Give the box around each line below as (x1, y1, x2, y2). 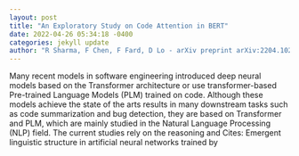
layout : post (9, 12, 58, 22)
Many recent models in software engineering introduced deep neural (9, 70, 262, 81)
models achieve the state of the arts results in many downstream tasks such (9, 99, 288, 110)
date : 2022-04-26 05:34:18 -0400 (9, 29, 133, 38)
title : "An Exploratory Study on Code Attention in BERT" (9, 21, 229, 30)
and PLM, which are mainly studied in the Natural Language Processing (9, 118, 271, 129)
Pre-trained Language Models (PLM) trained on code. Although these (9, 90, 264, 101)
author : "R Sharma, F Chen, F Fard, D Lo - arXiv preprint (9, 46, 233, 55)
